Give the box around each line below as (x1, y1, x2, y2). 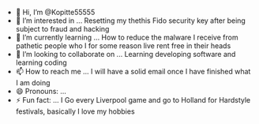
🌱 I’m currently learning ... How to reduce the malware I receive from (15, 32, 238, 42)
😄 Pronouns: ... (15, 87, 67, 96)
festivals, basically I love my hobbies (15, 107, 136, 116)
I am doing (15, 78, 51, 87)
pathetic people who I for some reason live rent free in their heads (15, 41, 231, 51)
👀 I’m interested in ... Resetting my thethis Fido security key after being (15, 16, 246, 25)
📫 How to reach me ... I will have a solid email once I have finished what (15, 67, 251, 76)
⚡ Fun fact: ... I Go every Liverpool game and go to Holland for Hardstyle (15, 96, 251, 104)
